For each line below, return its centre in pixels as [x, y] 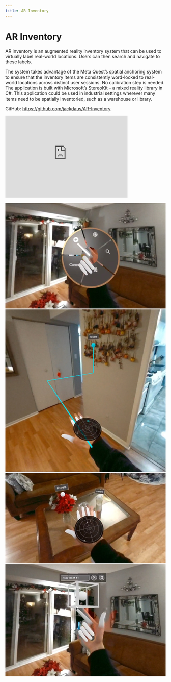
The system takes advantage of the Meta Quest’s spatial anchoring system [83, 71]
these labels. [19, 62]
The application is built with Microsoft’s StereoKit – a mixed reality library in [84, 88]
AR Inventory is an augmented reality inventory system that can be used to [83, 51]
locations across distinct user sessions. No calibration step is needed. [91, 82]
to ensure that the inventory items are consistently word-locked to [75, 77]
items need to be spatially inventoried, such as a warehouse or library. [79, 99]
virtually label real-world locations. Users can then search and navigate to [83, 56]
